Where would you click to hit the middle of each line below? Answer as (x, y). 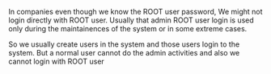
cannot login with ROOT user (57, 61)
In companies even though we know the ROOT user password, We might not (135, 12)
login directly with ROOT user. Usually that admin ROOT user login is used (131, 20)
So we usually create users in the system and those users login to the (124, 44)
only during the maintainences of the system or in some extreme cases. (128, 29)
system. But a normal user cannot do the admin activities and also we (124, 53)
